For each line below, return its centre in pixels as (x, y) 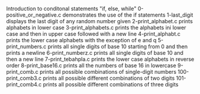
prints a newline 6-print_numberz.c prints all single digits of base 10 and (95, 53)
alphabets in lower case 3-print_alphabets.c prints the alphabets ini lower (96, 27)
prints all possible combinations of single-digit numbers (108, 72)
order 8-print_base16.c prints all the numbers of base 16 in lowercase (91, 65)
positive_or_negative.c (34, 15)
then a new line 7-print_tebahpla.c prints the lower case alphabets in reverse (100, 59)
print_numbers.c (26, 46)
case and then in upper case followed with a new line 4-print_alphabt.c (93, 34)
